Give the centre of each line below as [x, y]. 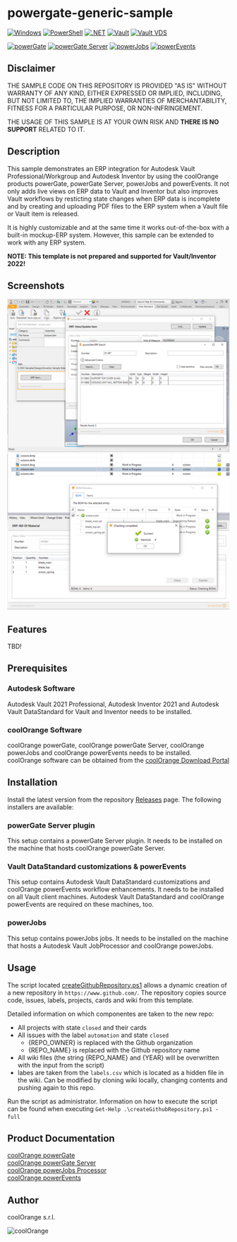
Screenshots [36, 285]
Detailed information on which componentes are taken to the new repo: [111, 1014]
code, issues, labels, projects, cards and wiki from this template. [101, 1000]
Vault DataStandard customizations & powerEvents [97, 867]
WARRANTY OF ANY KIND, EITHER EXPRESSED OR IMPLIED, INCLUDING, [115, 93]
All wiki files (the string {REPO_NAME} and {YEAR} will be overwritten [118, 1058]
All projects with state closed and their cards [82, 1027]
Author [23, 1200]
